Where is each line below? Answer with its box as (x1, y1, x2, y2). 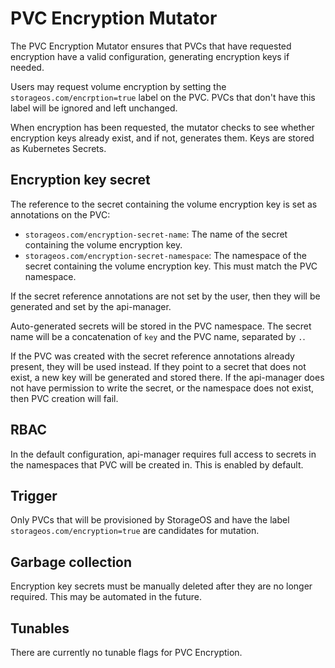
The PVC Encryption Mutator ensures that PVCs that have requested (10, 40, 292, 52)
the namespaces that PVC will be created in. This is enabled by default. (10, 458, 304, 471)
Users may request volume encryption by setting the (10, 80, 227, 92)
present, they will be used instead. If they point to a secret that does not (10, 360, 307, 372)
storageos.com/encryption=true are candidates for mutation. (10, 525, 260, 537)
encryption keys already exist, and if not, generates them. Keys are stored (10, 132, 315, 144)
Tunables (10, 620, 70, 637)
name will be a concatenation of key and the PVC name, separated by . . (10, 330, 306, 342)
